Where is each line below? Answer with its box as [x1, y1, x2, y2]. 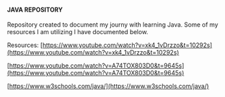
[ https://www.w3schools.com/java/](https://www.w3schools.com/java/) [7, 82, 209, 90]
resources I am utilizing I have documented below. [7, 28, 148, 36]
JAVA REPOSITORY [7, 5, 63, 14]
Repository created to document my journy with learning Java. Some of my [7, 20, 219, 29]
